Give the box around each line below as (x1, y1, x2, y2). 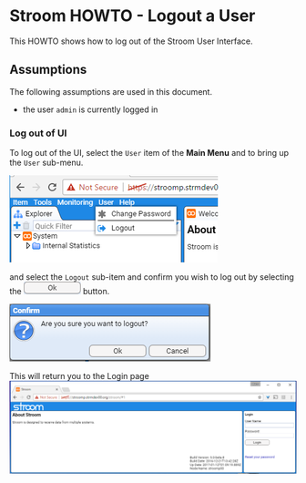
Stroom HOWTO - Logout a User (9, 5, 256, 26)
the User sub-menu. (9, 157, 84, 169)
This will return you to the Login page (9, 371, 150, 382)
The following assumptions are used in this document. (9, 86, 212, 97)
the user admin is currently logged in (22, 104, 158, 115)
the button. (9, 286, 110, 297)
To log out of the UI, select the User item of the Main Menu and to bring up (9, 148, 290, 159)
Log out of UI (9, 127, 67, 139)
